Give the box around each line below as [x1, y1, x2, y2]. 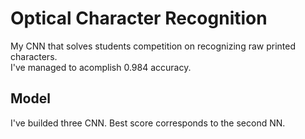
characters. [10, 50, 58, 62]
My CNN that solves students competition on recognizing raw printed [10, 40, 297, 52]
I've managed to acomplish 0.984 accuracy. [10, 61, 192, 73]
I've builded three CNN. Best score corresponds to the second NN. [10, 117, 286, 129]
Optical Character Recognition [10, 7, 268, 30]
